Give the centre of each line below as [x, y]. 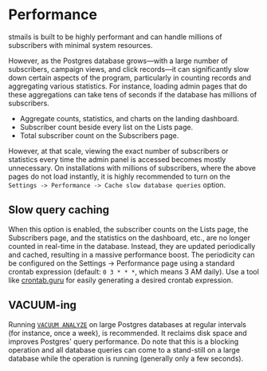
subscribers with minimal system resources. [80, 45]
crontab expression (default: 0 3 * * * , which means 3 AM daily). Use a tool [133, 271]
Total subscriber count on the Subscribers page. [99, 135]
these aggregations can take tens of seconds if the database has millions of [133, 94]
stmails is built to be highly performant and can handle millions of [116, 37]
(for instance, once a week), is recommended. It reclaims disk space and [128, 333]
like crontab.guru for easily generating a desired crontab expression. [121, 280]
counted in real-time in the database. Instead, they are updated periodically [132, 246]
